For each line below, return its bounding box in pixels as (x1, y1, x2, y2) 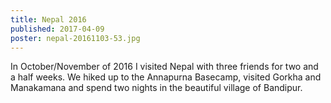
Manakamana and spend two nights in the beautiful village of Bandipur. (10, 82, 303, 94)
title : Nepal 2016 (10, 14, 87, 25)
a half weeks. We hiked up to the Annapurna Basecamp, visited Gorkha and (10, 71, 322, 83)
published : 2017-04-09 (10, 24, 105, 34)
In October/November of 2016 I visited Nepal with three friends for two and (10, 61, 319, 73)
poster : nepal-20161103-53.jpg (10, 33, 141, 43)
